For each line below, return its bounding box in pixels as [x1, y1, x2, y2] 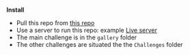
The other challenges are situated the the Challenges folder [16, 41, 183, 48]
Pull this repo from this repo [16, 19, 95, 26]
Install [6, 6, 25, 14]
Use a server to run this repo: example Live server [16, 26, 158, 34]
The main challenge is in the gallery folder [16, 33, 137, 41]
